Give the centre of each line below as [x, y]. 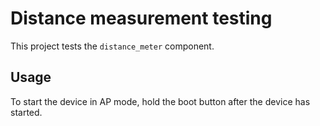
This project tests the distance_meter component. [112, 46]
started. [26, 112]
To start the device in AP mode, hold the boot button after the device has [160, 101]
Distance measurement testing [141, 18]
